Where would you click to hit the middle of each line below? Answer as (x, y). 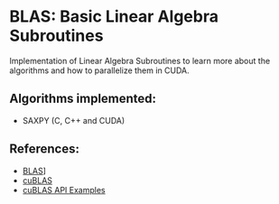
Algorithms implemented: (83, 99)
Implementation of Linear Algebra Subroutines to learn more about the (140, 60)
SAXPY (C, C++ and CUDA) (74, 120)
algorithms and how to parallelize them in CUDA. (99, 70)
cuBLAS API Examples (64, 190)
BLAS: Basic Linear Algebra (114, 17)
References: (44, 149)
